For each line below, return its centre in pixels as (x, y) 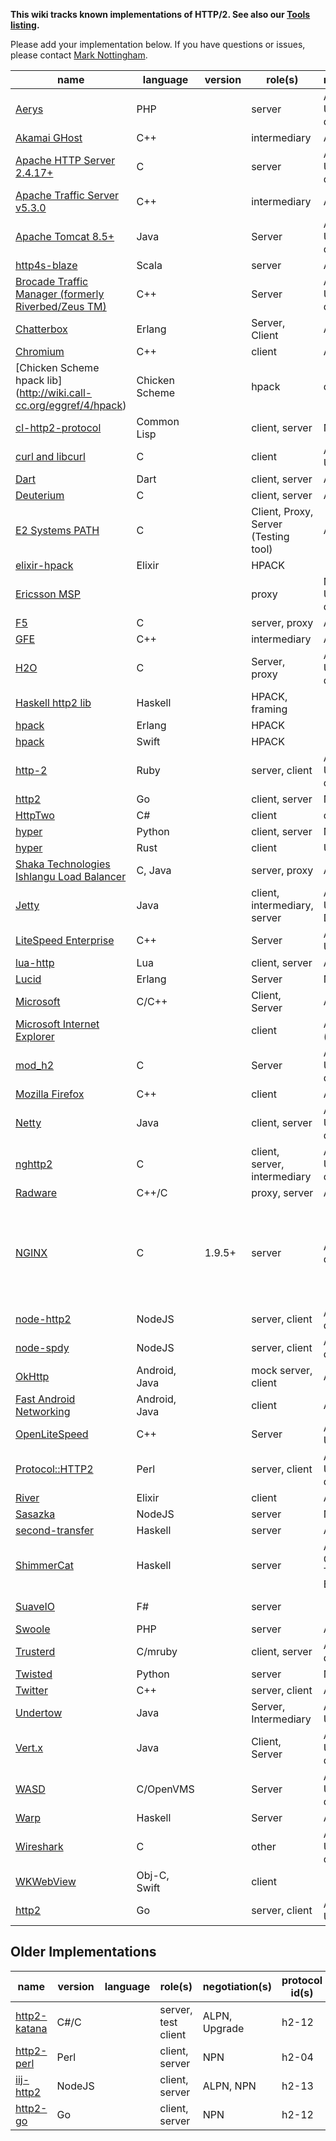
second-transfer (55, 1530)
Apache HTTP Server (65, 160)
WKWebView (46, 1881)
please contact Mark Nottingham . (79, 55)
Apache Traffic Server (67, 195)
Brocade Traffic (52, 281)
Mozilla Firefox (50, 1094)
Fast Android (45, 1399)
